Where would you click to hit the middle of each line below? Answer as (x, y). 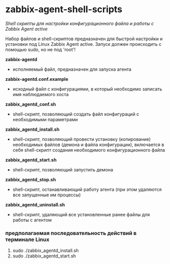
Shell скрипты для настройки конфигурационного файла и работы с (80, 23)
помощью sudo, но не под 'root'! (40, 49)
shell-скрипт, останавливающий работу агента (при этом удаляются (87, 189)
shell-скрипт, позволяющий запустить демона (63, 169)
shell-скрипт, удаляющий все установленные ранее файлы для (81, 214)
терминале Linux (27, 239)
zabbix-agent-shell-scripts (64, 9)
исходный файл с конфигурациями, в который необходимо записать (87, 89)
